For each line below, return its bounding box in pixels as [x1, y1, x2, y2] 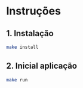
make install [6, 44, 39, 50]
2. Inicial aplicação [6, 61, 78, 71]
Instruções [6, 4, 62, 18]
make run [6, 77, 28, 83]
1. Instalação [6, 28, 54, 39]
